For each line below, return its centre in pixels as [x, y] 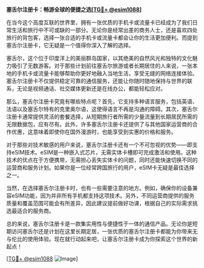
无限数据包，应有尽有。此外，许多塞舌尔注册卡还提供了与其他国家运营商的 [99, 124]
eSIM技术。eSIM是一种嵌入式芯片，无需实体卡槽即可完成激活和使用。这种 [104, 152]
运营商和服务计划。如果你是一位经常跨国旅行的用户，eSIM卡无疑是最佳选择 [100, 167]
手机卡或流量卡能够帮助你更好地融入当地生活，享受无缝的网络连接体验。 [107, 73]
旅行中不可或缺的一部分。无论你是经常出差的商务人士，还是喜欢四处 [112, 30]
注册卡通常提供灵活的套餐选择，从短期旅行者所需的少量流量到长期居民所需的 [102, 117]
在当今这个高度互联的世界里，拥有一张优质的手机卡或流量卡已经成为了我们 [99, 22]
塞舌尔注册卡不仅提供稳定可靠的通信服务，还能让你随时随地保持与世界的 [97, 81]
